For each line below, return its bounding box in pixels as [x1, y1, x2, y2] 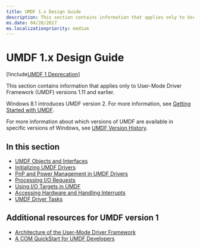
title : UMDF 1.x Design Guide [6, 8, 82, 15]
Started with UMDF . [6, 107, 55, 114]
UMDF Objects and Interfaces [14, 157, 88, 165]
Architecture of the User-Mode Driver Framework [14, 228, 136, 235]
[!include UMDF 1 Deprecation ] [6, 71, 80, 78]
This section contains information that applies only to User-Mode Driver [6, 82, 182, 89]
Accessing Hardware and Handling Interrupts [14, 189, 126, 196]
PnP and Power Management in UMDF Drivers [14, 170, 129, 177]
